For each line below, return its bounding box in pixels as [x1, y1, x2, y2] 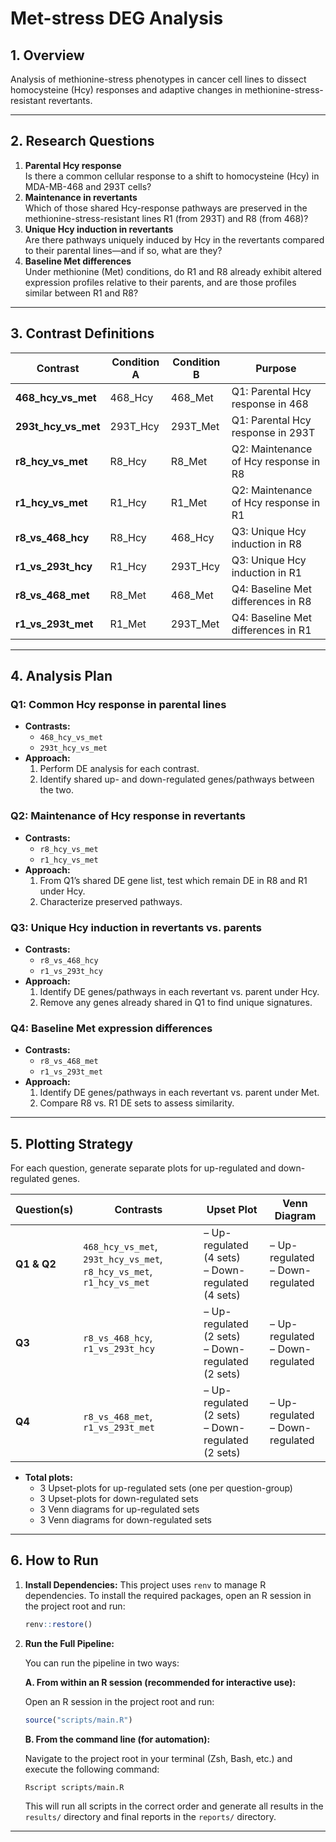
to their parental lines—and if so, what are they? [24, 244, 223, 256]
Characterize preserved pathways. [39, 895, 183, 907]
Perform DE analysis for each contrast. [39, 763, 200, 775]
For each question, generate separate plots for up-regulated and [10, 1162, 277, 1174]
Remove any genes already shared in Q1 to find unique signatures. [39, 996, 313, 1008]
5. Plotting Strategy [10, 1135, 134, 1152]
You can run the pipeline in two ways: [24, 1657, 180, 1669]
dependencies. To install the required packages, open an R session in [24, 1589, 312, 1601]
